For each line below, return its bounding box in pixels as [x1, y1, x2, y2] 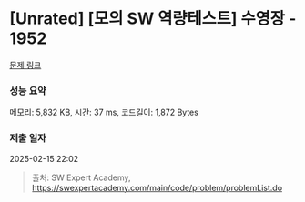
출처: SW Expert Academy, [31, 172, 131, 183]
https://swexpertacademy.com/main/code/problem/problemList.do [31, 182, 283, 193]
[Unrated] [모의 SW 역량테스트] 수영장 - [9, 8, 297, 29]
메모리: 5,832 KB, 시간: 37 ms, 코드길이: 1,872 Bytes [9, 106, 198, 118]
